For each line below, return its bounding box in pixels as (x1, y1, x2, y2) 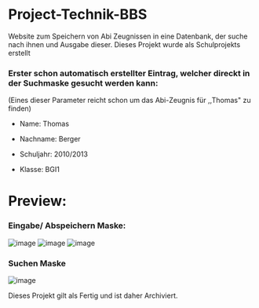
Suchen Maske (8, 258, 67, 269)
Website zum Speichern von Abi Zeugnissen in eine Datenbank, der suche (8, 31, 248, 41)
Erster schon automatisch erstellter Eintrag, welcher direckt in (8, 68, 250, 79)
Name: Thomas (19, 119, 69, 129)
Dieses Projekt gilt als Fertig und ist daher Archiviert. (8, 291, 178, 300)
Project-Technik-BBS (8, 5, 148, 24)
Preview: (8, 192, 67, 210)
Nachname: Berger (19, 134, 81, 144)
